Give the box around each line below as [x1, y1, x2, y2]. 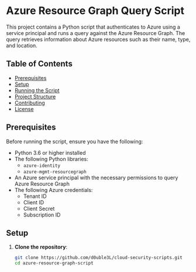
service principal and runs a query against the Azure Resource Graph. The [6, 29, 185, 36]
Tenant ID [23, 193, 47, 200]
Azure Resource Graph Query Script [6, 4, 184, 18]
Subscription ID [23, 211, 61, 218]
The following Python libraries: [14, 155, 89, 162]
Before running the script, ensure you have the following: [6, 138, 143, 145]
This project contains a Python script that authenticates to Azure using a [6, 23, 180, 30]
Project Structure [14, 93, 56, 100]
